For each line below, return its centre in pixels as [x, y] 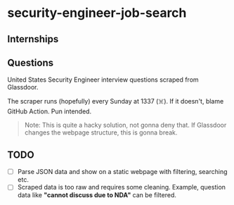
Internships [33, 39]
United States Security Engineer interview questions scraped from [103, 80]
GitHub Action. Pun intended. [50, 111]
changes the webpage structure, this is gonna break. [101, 132]
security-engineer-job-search [97, 13]
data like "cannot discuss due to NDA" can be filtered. [97, 195]
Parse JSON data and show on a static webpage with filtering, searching [122, 172]
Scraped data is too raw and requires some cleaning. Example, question [122, 187]
